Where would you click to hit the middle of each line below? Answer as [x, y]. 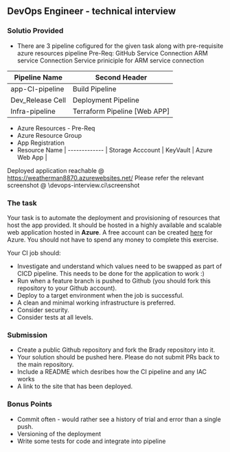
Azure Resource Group [49, 135]
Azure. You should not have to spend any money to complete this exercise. [113, 239]
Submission [27, 335]
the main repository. [45, 365]
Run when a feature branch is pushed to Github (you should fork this [114, 281]
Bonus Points [30, 404]
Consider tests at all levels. [55, 317]
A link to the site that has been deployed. [75, 386]
